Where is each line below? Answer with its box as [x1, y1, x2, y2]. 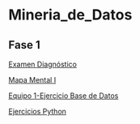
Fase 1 [8, 38, 40, 52]
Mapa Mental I [8, 75, 57, 84]
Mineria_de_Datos [8, 6, 133, 24]
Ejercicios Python [8, 107, 67, 116]
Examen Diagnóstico [8, 59, 77, 69]
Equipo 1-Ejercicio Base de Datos [8, 91, 119, 100]
